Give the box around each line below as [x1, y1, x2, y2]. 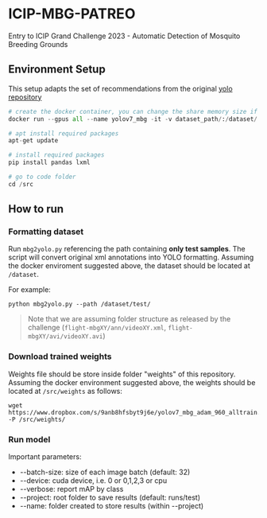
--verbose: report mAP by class [19, 485, 124, 494]
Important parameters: [8, 452, 82, 462]
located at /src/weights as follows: [8, 386, 123, 395]
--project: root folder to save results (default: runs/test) [19, 493, 201, 502]
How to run [8, 202, 64, 216]
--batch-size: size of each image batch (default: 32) [19, 467, 191, 477]
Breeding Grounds [8, 39, 68, 49]
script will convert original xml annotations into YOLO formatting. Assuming [8, 252, 254, 263]
